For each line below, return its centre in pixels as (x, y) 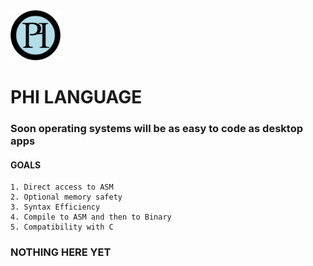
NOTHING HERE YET (61, 252)
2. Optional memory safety (66, 197)
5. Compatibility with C (62, 227)
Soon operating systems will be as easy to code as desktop (156, 129)
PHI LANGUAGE (76, 97)
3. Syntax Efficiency (55, 207)
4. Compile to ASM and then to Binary (91, 217)
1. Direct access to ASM (62, 187)
